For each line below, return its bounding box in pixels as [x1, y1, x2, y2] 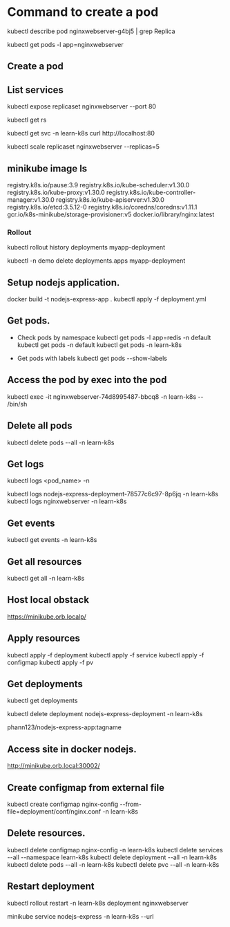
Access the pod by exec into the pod [7, 374, 167, 386]
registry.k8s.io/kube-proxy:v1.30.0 [7, 188, 105, 196]
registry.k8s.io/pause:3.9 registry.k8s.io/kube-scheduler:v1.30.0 [7, 180, 190, 189]
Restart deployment [7, 881, 95, 892]
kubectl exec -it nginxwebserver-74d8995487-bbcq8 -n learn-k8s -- [7, 392, 204, 401]
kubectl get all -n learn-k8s [7, 574, 85, 582]
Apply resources [7, 633, 81, 644]
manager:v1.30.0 [7, 195, 55, 204]
